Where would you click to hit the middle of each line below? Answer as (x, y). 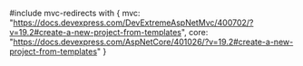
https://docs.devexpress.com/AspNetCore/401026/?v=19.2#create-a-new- (153, 42)
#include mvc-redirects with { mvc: (75, 13)
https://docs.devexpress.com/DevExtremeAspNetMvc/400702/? (133, 23)
